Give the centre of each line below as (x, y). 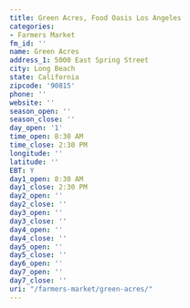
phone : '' (28, 94)
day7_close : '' (38, 281)
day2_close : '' (38, 205)
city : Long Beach (42, 69)
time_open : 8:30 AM (47, 137)
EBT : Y (22, 170)
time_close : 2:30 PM (49, 145)
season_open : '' (40, 111)
